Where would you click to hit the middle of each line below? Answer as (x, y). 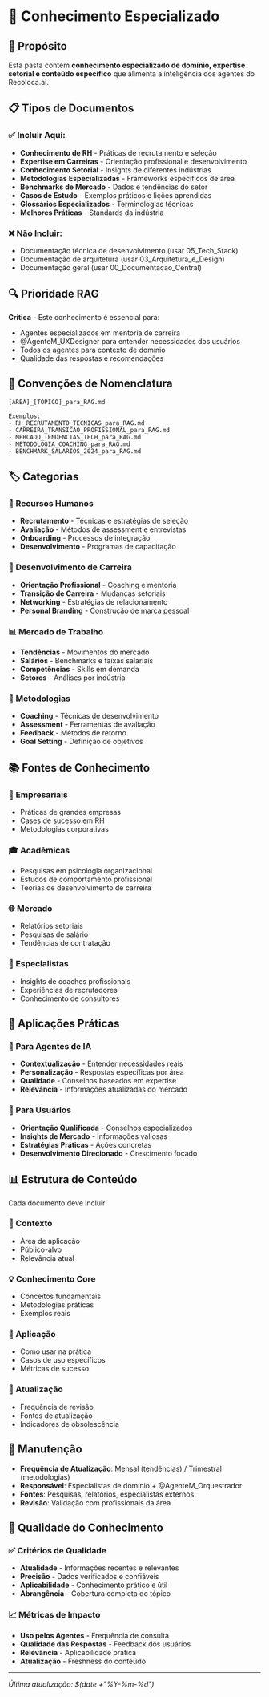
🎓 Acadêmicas (39, 850)
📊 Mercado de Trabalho (56, 631)
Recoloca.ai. (29, 82)
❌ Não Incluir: (35, 233)
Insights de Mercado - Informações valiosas (94, 1136)
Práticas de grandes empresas (70, 812)
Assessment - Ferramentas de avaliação (88, 724)
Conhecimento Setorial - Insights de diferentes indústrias (116, 170)
